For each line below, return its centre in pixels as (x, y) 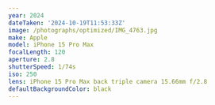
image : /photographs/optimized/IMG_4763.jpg (83, 30)
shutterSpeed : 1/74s (42, 67)
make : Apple (28, 37)
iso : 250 (23, 74)
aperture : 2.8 (32, 60)
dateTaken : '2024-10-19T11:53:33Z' (67, 23)
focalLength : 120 (37, 52)
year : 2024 (26, 15)
